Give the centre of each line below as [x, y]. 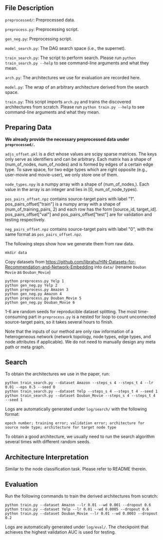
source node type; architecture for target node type [61, 428]
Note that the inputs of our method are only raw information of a [69, 331]
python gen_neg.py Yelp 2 [31, 285]
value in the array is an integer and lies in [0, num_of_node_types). [72, 189]
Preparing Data [28, 127]
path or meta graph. [25, 347]
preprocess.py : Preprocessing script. [42, 29]
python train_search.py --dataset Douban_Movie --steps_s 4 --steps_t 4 [80, 396]
